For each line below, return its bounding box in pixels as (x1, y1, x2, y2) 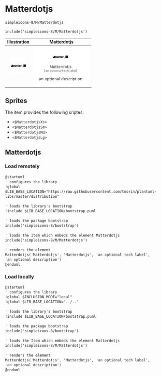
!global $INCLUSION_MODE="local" (5, 294, 73, 299)
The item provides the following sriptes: (5, 109, 84, 115)
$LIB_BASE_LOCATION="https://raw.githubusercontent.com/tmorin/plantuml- (5, 189, 157, 194)
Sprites (5, 96, 28, 105)
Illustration (7, 39, 30, 45)
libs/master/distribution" (5, 194, 59, 199)
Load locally (5, 273, 34, 280)
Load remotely (5, 163, 40, 170)
